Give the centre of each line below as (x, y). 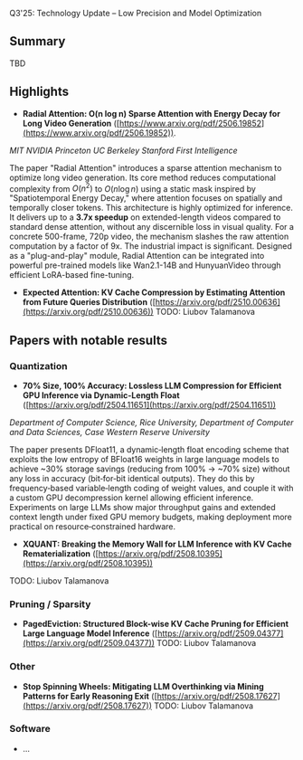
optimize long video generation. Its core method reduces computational (142, 177)
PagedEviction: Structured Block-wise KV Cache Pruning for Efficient (156, 624)
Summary (38, 41)
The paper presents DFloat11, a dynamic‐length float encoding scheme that (149, 449)
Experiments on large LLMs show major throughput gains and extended (142, 507)
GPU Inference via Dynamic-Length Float (101, 395)
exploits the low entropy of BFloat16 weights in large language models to (144, 459)
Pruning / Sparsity (50, 603)
